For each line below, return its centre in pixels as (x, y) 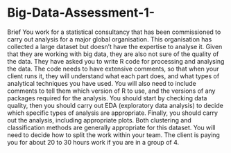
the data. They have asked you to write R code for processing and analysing (116, 61)
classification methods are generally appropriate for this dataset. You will (111, 127)
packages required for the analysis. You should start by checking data (107, 98)
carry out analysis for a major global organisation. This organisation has (110, 39)
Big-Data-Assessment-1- (81, 13)
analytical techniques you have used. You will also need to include (102, 83)
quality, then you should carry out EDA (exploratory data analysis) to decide (115, 105)
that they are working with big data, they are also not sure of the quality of (113, 54)
